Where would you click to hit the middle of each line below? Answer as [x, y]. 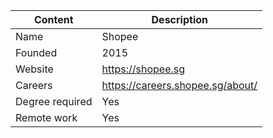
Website [34, 69]
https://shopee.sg [143, 69]
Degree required [54, 101]
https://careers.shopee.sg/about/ [179, 85]
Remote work [46, 117]
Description [179, 19]
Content [53, 19]
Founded [36, 52]
